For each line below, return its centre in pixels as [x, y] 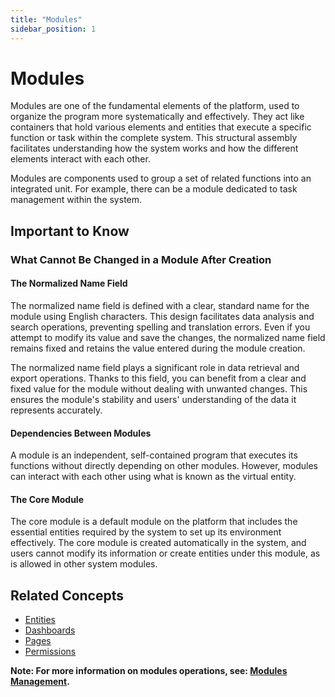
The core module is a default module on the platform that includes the [154, 522]
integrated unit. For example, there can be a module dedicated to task [154, 189]
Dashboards [50, 630]
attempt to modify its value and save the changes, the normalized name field [168, 337]
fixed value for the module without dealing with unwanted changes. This [159, 388]
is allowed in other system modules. [84, 564]
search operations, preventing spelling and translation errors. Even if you [160, 327]
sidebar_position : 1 [53, 29]
